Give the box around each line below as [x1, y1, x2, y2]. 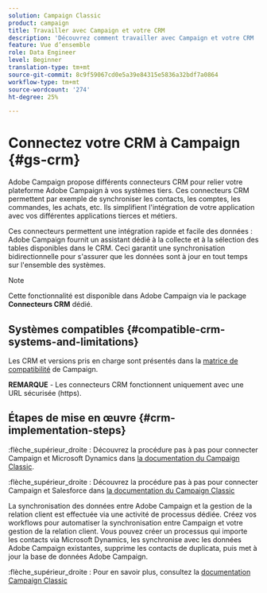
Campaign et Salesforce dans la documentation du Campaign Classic [8, 486, 235, 495]
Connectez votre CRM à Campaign [8, 134, 241, 152]
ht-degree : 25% [8, 93, 59, 101]
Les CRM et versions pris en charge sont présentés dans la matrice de [8, 356, 238, 366]
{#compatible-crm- [126, 323, 226, 336]
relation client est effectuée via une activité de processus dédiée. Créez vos [8, 510, 257, 519]
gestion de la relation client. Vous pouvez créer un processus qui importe [8, 526, 248, 536]
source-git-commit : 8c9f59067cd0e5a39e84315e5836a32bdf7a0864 [8, 71, 219, 79]
